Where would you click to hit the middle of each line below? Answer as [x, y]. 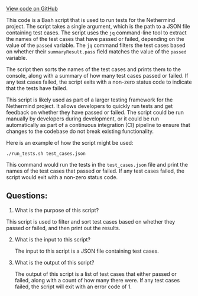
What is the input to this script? [52, 239]
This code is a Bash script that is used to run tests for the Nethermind [91, 20]
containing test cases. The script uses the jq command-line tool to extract [97, 33]
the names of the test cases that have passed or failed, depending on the [95, 39]
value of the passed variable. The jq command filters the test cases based [96, 45]
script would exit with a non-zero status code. [62, 177]
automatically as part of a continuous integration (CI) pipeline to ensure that [98, 125]
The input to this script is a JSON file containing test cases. [87, 251]
